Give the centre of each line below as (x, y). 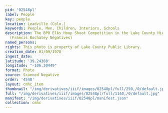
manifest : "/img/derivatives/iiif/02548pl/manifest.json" (67, 98)
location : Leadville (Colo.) (35, 24)
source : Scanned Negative (32, 75)
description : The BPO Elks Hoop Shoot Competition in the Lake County (80, 33)
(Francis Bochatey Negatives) (41, 38)
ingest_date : (19, 56)
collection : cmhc (23, 103)
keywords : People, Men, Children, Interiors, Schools (62, 28)
